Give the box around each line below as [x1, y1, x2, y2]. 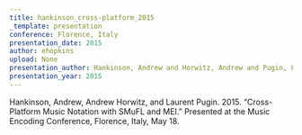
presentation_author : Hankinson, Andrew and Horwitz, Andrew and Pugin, [9, 64, 288, 73]
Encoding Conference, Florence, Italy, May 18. [9, 115, 180, 126]
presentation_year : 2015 [9, 72, 102, 81]
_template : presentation [9, 22, 102, 31]
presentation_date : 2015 [9, 38, 102, 48]
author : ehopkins [9, 47, 75, 56]
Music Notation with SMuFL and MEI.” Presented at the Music [42, 105, 271, 117]
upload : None [9, 55, 58, 64]
